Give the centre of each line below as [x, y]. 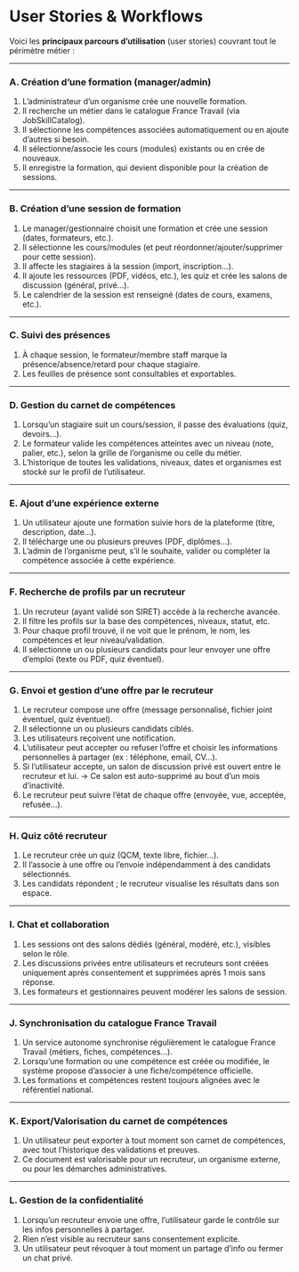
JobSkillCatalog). [53, 120]
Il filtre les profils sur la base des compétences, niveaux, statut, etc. [146, 620]
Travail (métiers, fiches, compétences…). [97, 1051]
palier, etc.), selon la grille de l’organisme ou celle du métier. [132, 453]
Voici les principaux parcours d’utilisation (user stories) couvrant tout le [143, 41]
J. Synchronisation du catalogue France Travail [113, 1022]
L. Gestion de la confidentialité [77, 1201]
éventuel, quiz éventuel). [67, 719]
